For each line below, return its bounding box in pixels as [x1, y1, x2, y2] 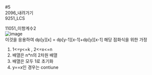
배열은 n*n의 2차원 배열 [12, 52, 58, 58]
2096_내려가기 [5, 10, 34, 16]
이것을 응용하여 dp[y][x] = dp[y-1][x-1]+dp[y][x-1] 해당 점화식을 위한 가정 [5, 37, 148, 42]
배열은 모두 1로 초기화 [12, 58, 54, 64]
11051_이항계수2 [5, 25, 36, 31]
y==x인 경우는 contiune [12, 64, 59, 70]
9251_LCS [5, 16, 25, 21]
